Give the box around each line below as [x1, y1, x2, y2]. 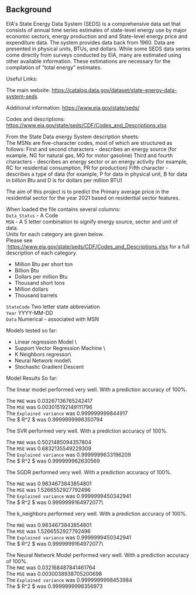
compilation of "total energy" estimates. [6, 64, 102, 71]
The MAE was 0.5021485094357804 [6, 438, 92, 446]
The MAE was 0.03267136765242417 [6, 397, 93, 404]
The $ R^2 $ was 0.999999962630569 [6, 457, 101, 464]
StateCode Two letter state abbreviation [6, 303, 101, 310]
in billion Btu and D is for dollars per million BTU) [6, 176, 123, 183]
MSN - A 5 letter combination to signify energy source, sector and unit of [6, 218, 178, 225]
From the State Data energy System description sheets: [6, 133, 139, 140]
